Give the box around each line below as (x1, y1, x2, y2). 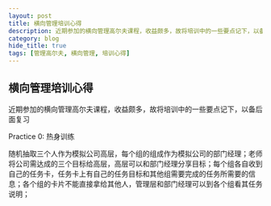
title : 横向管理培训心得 (8, 19, 82, 27)
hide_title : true (8, 42, 67, 50)
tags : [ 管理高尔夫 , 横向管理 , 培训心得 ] (8, 49, 131, 57)
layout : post (8, 11, 52, 20)
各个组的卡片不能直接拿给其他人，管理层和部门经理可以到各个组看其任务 (22, 179, 263, 188)
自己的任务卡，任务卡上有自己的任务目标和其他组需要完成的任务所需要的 (8, 169, 248, 179)
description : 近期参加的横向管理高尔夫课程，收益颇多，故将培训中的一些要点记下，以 (8, 27, 260, 35)
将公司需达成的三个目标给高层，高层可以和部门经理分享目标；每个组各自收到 (8, 158, 263, 168)
